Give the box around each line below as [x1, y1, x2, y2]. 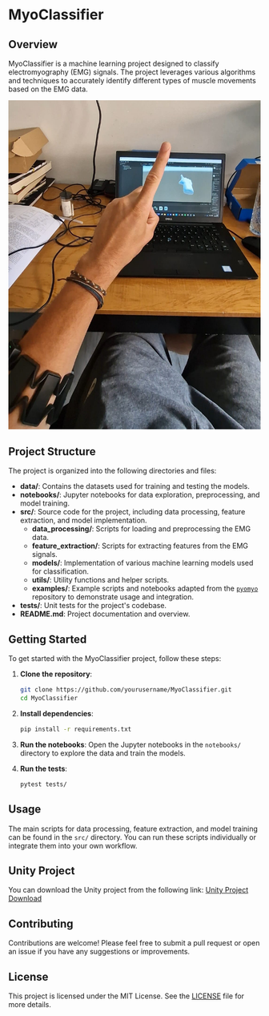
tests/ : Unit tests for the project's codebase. [19, 601, 167, 611]
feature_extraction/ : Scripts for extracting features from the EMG [31, 541, 249, 550]
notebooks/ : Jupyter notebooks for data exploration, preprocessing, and [19, 490, 260, 500]
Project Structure [8, 445, 96, 458]
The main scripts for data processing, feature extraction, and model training [8, 824, 259, 833]
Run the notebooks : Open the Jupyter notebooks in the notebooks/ [19, 740, 242, 749]
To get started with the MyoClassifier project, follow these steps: [8, 654, 222, 663]
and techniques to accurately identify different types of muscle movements [8, 76, 256, 85]
